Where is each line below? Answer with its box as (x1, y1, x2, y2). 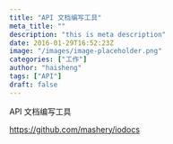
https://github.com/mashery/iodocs (9, 123, 141, 135)
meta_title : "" (9, 22, 66, 31)
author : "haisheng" (9, 64, 82, 73)
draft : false (9, 80, 58, 89)
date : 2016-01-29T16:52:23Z (9, 38, 115, 48)
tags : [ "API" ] (9, 72, 63, 81)
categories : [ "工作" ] (9, 55, 88, 64)
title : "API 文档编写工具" (9, 13, 102, 22)
